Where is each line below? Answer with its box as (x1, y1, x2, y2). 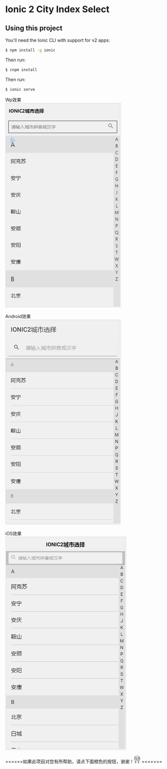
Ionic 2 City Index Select (5, 4, 110, 15)
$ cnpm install (5, 67, 38, 72)
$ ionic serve (5, 87, 36, 92)
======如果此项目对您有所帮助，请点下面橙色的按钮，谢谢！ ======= (5, 758, 162, 764)
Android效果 (5, 313, 31, 319)
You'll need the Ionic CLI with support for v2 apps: (5, 37, 110, 43)
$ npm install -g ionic (5, 48, 56, 53)
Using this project (5, 24, 62, 32)
